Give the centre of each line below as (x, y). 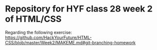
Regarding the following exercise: (39, 32)
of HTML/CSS (33, 19)
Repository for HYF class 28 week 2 (79, 9)
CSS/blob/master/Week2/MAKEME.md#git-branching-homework (70, 42)
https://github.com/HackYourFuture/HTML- (48, 37)
